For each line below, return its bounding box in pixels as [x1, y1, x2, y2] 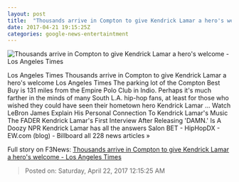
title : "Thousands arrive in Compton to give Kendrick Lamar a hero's [7, 17, 224, 24]
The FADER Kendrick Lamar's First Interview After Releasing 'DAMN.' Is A [7, 117, 222, 125]
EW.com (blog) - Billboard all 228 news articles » [7, 132, 151, 140]
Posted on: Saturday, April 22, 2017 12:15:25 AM [24, 166, 166, 175]
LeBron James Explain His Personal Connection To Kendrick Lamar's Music [7, 109, 228, 117]
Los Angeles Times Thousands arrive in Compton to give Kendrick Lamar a [7, 71, 227, 80]
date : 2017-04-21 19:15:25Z [7, 23, 91, 31]
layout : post [7, 10, 46, 18]
